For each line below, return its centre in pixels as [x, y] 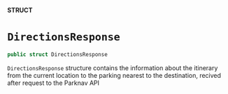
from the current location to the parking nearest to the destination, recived [114, 75]
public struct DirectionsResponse [58, 54]
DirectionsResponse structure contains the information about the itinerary [113, 68]
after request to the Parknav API [54, 83]
